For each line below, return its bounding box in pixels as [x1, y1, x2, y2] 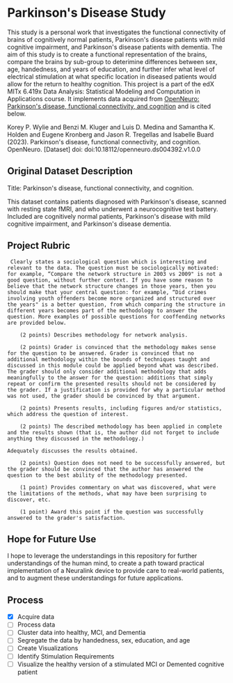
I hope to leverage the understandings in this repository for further [7, 552, 198, 560]
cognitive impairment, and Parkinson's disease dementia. [7, 220, 172, 228]
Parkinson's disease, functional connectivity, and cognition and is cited [7, 102, 211, 110]
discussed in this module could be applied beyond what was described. [7, 362, 219, 369]
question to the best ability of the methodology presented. [7, 472, 188, 479]
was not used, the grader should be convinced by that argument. [7, 392, 200, 399]
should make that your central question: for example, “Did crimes [7, 289, 207, 296]
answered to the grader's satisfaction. [7, 514, 127, 521]
